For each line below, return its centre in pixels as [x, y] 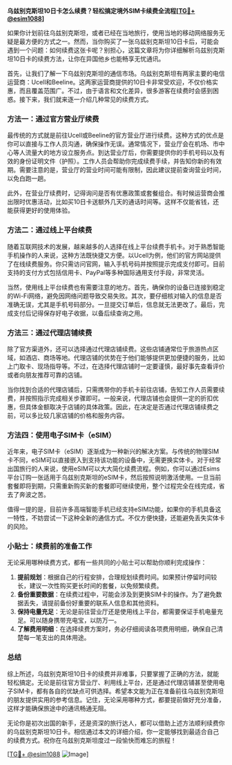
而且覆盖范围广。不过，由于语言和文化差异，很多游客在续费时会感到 [116, 91]
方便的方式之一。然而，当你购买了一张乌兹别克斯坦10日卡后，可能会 [122, 41]
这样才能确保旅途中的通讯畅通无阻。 [59, 708]
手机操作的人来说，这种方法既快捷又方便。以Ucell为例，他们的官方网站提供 [114, 255]
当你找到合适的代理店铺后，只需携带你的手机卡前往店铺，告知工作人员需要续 [116, 389]
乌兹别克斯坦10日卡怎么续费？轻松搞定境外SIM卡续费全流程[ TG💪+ [101, 11]
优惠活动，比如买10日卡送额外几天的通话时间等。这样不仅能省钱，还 [122, 202]
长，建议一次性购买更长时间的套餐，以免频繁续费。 [90, 586]
